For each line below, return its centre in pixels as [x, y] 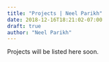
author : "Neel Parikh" [39, 32]
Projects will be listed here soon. [53, 52]
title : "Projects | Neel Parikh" [55, 13]
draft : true [24, 26]
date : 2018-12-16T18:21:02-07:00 [55, 20]
